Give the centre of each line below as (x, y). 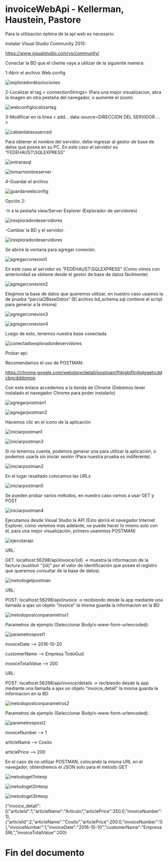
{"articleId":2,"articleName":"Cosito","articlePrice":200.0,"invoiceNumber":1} (84, 822)
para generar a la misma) (31, 304)
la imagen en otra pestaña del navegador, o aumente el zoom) (69, 97)
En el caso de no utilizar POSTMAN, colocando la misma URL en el (74, 762)
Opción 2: (15, 201)
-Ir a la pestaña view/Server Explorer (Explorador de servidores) (71, 210)
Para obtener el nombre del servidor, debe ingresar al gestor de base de (80, 141)
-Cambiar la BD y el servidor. (35, 230)
